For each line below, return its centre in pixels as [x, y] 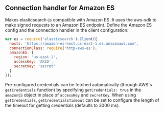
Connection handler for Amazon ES [60, 8]
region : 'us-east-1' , [36, 57]
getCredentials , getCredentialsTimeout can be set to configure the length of [82, 100]
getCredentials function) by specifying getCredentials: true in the [73, 90]
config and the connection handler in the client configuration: [67, 30]
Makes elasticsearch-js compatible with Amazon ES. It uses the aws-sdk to [81, 19]
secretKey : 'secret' [35, 66]
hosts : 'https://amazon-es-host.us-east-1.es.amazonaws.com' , [74, 43]
